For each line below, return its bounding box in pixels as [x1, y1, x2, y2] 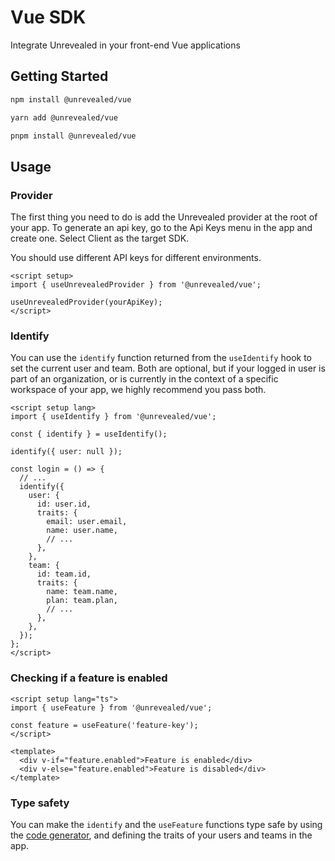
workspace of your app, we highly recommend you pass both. [10, 384, 267, 396]
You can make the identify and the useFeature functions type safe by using [10, 818, 323, 830]
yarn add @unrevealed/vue [10, 112, 118, 123]
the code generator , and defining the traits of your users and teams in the [10, 829, 313, 841]
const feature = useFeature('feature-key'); [10, 720, 199, 730]
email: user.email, [46, 517, 128, 527]
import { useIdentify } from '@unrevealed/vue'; [10, 412, 217, 422]
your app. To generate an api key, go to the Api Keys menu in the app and [10, 222, 313, 234]
